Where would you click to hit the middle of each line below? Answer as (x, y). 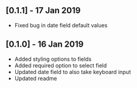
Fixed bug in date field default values (61, 25)
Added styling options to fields (53, 59)
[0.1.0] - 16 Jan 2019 (45, 45)
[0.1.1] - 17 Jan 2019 (43, 11)
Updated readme (36, 78)
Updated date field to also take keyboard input (73, 72)
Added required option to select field (61, 65)
